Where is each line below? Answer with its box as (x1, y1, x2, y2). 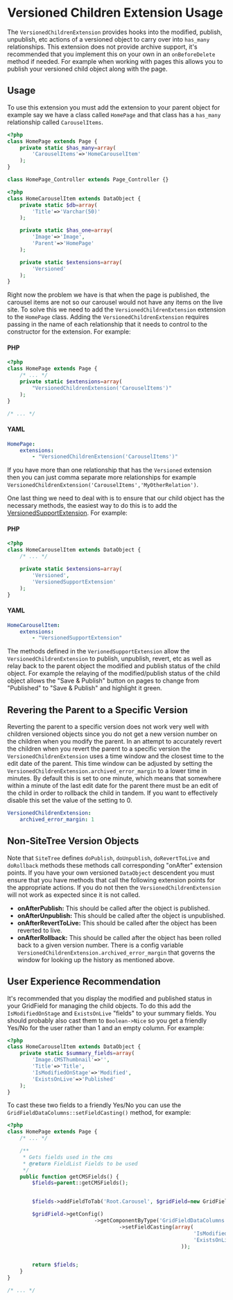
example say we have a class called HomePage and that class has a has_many (7, 110, 221, 119)
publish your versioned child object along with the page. (7, 65, 168, 73)
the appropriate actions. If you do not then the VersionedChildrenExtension (7, 883, 221, 891)
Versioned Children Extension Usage (7, 5, 223, 21)
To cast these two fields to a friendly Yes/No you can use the (7, 1101, 182, 1109)
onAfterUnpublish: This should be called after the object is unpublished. (17, 911, 225, 920)
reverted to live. (17, 926, 62, 934)
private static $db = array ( (19, 201, 98, 209)
